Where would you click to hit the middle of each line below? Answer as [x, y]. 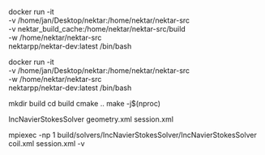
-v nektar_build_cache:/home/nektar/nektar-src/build [97, 29]
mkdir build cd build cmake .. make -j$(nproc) [84, 103]
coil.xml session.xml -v [47, 144]
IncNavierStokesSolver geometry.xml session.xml [91, 119]
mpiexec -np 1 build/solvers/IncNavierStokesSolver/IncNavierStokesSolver [132, 135]
